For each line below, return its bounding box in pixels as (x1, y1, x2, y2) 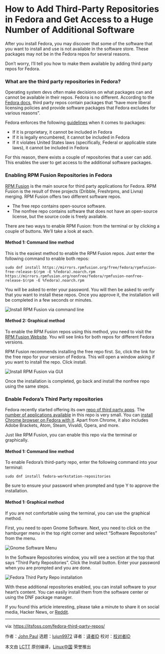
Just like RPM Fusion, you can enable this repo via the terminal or (5, 432, 137, 438)
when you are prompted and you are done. (5, 565, 92, 570)
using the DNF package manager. (5, 594, 73, 600)
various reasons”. (5, 110, 40, 116)
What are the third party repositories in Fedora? (5, 78, 121, 85)
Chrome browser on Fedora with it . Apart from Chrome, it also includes (5, 417, 149, 423)
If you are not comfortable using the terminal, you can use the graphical (5, 510, 150, 516)
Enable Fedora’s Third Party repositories (5, 396, 103, 402)
